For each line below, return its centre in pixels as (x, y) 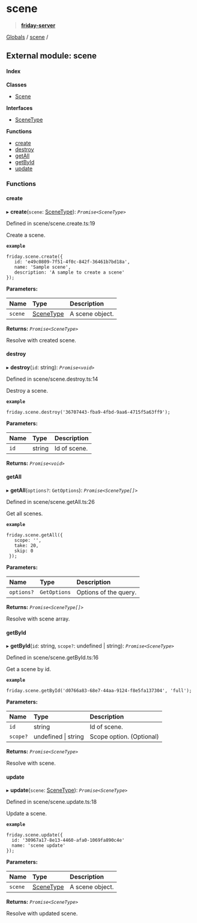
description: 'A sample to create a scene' (69, 272)
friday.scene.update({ (35, 835)
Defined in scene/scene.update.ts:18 (52, 802)
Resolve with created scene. (41, 340)
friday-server (38, 25)
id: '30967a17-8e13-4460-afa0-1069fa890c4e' (68, 841)
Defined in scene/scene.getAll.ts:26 (50, 502)
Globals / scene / (27, 37)
